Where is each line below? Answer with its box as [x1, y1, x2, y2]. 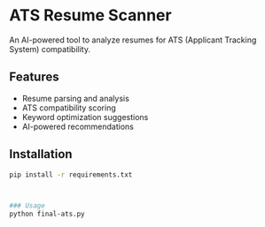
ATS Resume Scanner [9, 5, 172, 26]
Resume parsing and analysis [21, 93, 130, 103]
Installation [9, 147, 73, 162]
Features [9, 70, 59, 85]
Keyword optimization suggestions [21, 111, 149, 122]
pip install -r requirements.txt [9, 170, 133, 179]
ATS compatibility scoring [21, 102, 117, 113]
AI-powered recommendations [21, 121, 135, 132]
